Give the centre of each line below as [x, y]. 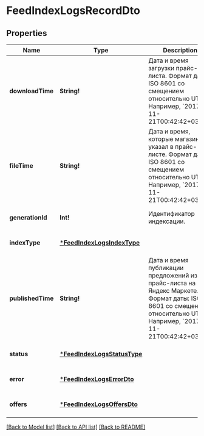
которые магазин [174, 139]
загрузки [161, 68]
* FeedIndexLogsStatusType [101, 354]
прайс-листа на [172, 283]
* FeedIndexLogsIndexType [100, 243]
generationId [28, 217]
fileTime [21, 166]
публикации [166, 268]
